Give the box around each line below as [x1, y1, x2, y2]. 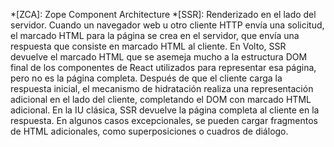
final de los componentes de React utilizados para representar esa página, [10, 62, 317, 73]
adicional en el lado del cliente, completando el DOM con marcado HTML [10, 94, 312, 105]
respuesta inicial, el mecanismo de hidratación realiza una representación [10, 83, 314, 94]
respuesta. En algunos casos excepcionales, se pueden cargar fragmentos [10, 115, 319, 126]
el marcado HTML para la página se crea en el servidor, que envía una [10, 30, 300, 41]
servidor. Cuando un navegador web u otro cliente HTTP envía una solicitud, [10, 19, 325, 31]
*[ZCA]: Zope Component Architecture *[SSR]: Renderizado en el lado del [10, 9, 317, 20]
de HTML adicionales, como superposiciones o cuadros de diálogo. [10, 125, 289, 137]
